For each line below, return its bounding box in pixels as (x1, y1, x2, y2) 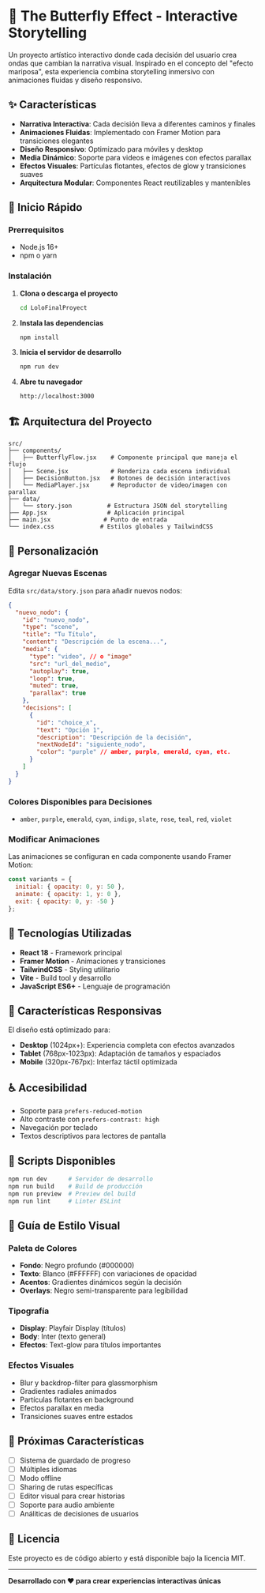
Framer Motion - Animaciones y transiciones (19, 956, 166, 966)
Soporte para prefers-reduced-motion (19, 1106, 143, 1116)
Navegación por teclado (19, 1123, 99, 1132)
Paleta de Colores (8, 1242, 77, 1253)
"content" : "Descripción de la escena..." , (22, 638, 168, 646)
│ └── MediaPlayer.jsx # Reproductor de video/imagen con (8, 481, 227, 489)
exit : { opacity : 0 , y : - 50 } (15, 897, 114, 906)
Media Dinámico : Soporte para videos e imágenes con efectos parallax (19, 153, 252, 162)
